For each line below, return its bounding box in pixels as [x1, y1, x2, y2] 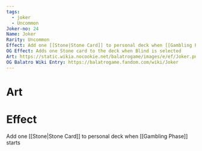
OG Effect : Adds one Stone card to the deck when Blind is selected [6, 48, 182, 54]
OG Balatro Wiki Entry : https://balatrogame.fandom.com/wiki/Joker [6, 59, 179, 65]
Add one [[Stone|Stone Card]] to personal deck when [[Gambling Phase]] [6, 132, 188, 140]
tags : [6, 8, 20, 15]
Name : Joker [6, 31, 36, 37]
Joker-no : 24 [6, 25, 39, 32]
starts [6, 139, 21, 146]
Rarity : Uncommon [6, 37, 50, 43]
